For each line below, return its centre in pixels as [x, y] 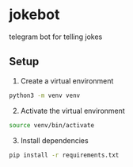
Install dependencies [55, 140]
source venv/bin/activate [51, 125]
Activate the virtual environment [72, 111]
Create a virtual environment [67, 80]
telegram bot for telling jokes [56, 37]
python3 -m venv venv [45, 95]
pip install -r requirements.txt [64, 155]
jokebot [34, 15]
